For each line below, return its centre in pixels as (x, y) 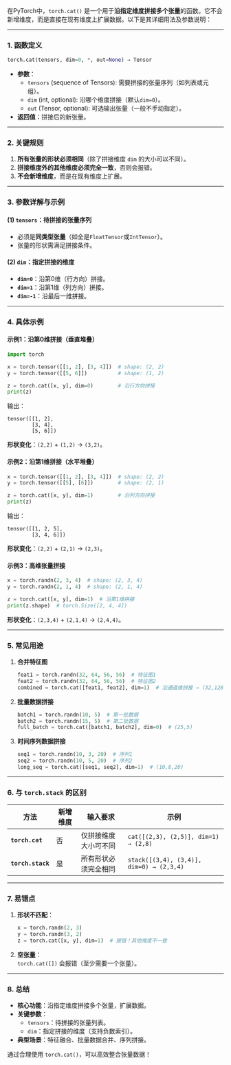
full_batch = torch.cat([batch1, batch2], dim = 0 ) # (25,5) (105, 728)
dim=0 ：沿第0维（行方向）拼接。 (63, 278)
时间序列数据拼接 (41, 741)
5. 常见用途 (25, 645)
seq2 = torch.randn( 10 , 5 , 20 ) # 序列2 (75, 761)
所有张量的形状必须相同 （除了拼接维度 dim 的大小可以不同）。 (103, 159)
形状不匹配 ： (35, 915)
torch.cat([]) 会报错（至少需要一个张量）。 (79, 963)
